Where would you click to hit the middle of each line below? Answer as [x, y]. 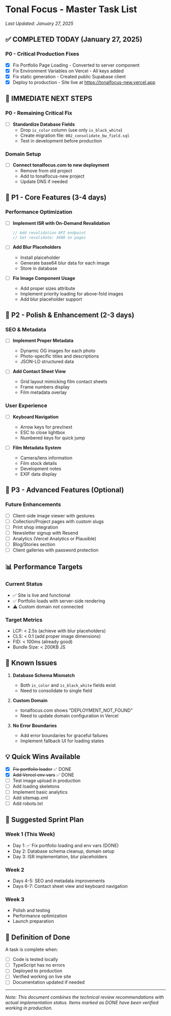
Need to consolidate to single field [56, 690]
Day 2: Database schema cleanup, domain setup [63, 851]
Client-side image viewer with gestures [54, 515]
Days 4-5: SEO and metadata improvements [59, 881]
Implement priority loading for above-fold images [72, 294]
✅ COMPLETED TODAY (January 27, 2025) [74, 39]
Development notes [41, 469]
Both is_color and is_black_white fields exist [68, 685]
